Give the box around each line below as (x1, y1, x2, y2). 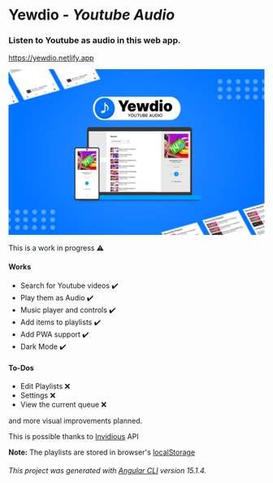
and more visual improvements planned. (8, 416, 143, 425)
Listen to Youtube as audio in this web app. (8, 35, 181, 46)
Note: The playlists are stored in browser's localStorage (8, 447, 196, 457)
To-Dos (8, 363, 34, 373)
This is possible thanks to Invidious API (8, 431, 140, 441)
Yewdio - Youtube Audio (8, 6, 175, 24)
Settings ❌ (19, 390, 56, 400)
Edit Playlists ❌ (19, 381, 71, 391)
